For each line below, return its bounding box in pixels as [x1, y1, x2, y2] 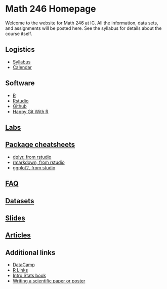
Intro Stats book [12, 272, 47, 279]
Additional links [5, 248, 56, 257]
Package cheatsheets [5, 140, 75, 149]
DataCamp [12, 262, 35, 268]
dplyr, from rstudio [12, 154, 52, 160]
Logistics [5, 45, 35, 54]
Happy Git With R [12, 109, 49, 115]
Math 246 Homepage [5, 3, 96, 15]
